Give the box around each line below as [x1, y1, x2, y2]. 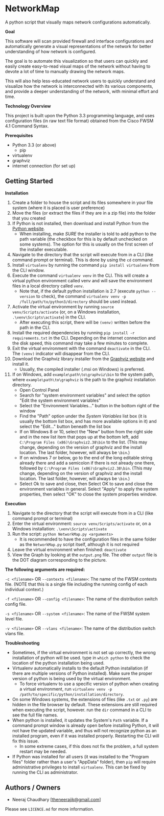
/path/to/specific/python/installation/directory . [19, 691, 124, 697]
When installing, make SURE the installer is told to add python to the [19, 231, 157, 237]
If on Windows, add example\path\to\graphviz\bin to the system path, [12, 371, 154, 377]
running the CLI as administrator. [12, 769, 78, 775]
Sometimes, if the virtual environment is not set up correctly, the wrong [12, 649, 156, 655]
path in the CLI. [19, 324, 50, 330]
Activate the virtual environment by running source [12, 303, 114, 309]
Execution [5, 500, 26, 506]
